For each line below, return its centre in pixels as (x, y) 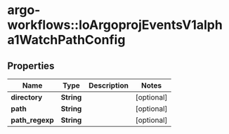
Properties (31, 66)
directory (27, 97)
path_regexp (32, 120)
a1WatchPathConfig (66, 40)
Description (109, 85)
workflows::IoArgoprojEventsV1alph (115, 25)
